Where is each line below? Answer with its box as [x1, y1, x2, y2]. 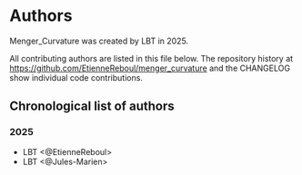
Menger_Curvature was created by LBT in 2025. [9, 35, 189, 46]
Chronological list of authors [9, 99, 175, 114]
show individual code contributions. [9, 72, 144, 83]
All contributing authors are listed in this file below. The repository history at [9, 53, 294, 63]
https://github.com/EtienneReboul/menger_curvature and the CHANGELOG [9, 63, 291, 73]
